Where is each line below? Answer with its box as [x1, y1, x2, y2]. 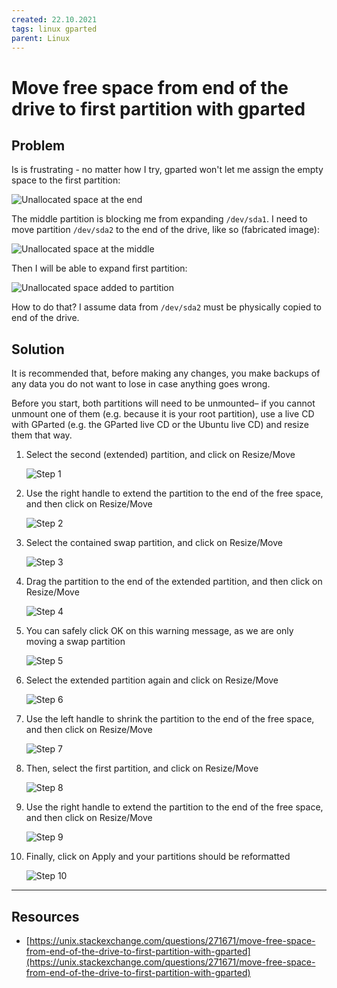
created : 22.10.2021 [11, 14, 98, 25]
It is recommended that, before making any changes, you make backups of [11, 367, 321, 380]
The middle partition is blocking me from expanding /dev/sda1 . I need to [11, 213, 308, 225]
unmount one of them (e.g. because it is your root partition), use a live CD [11, 408, 315, 420]
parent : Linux [11, 33, 71, 43]
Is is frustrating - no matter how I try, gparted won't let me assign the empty [11, 164, 324, 176]
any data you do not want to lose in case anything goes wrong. [11, 378, 271, 390]
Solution [11, 341, 65, 358]
